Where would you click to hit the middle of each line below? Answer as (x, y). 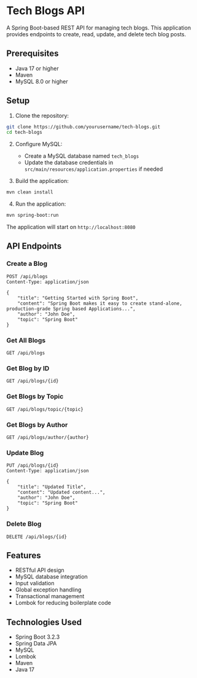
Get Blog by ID (28, 368)
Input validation (35, 583)
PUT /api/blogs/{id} (33, 466)
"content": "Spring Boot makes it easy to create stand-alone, (100, 303)
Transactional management (50, 596)
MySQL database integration (51, 577)
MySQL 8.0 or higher (42, 81)
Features (24, 555)
